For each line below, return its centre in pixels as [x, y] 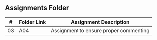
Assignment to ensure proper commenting [100, 30]
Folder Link [33, 22]
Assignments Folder [37, 8]
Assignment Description [100, 22]
